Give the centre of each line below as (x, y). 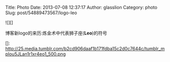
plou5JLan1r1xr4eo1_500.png (36, 54)
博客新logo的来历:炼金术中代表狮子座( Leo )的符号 (56, 33)
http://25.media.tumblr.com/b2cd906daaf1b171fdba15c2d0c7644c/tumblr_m (85, 49)
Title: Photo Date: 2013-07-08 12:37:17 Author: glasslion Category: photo (81, 7)
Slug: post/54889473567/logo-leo (41, 13)
